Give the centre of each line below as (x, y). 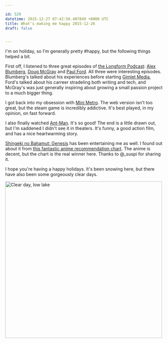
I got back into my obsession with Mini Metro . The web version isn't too (79, 103)
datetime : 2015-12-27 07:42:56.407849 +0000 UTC (57, 19)
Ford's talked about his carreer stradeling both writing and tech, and (76, 82)
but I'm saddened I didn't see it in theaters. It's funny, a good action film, (80, 128)
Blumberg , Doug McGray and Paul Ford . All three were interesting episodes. (83, 72)
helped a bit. (18, 57)
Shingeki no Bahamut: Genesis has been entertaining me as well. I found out (84, 143)
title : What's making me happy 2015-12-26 (50, 24)
